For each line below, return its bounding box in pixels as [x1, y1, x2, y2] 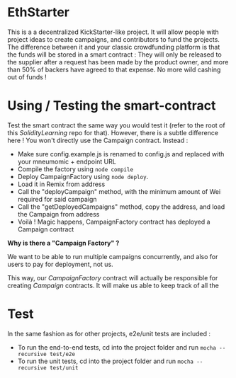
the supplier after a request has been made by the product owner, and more [7, 57, 229, 66]
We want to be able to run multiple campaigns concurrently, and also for [7, 252, 218, 260]
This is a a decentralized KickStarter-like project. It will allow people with [7, 28, 220, 36]
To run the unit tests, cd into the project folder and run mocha [17, 357, 193, 365]
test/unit [49, 364, 79, 372]
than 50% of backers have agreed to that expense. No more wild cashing [7, 65, 221, 74]
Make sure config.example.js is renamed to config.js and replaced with [17, 149, 225, 158]
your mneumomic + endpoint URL [17, 157, 117, 166]
